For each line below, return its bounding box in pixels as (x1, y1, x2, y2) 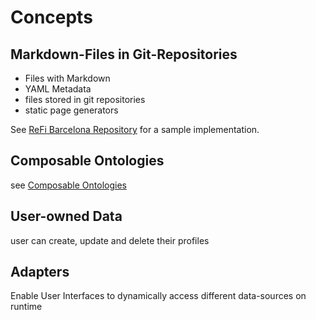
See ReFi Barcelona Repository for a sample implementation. (10, 124, 260, 135)
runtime (10, 301, 43, 313)
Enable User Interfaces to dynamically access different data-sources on (10, 290, 307, 302)
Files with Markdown (24, 72, 111, 84)
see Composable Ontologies (10, 179, 127, 191)
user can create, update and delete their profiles (10, 234, 210, 246)
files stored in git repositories (24, 94, 146, 105)
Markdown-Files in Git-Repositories (10, 46, 238, 63)
